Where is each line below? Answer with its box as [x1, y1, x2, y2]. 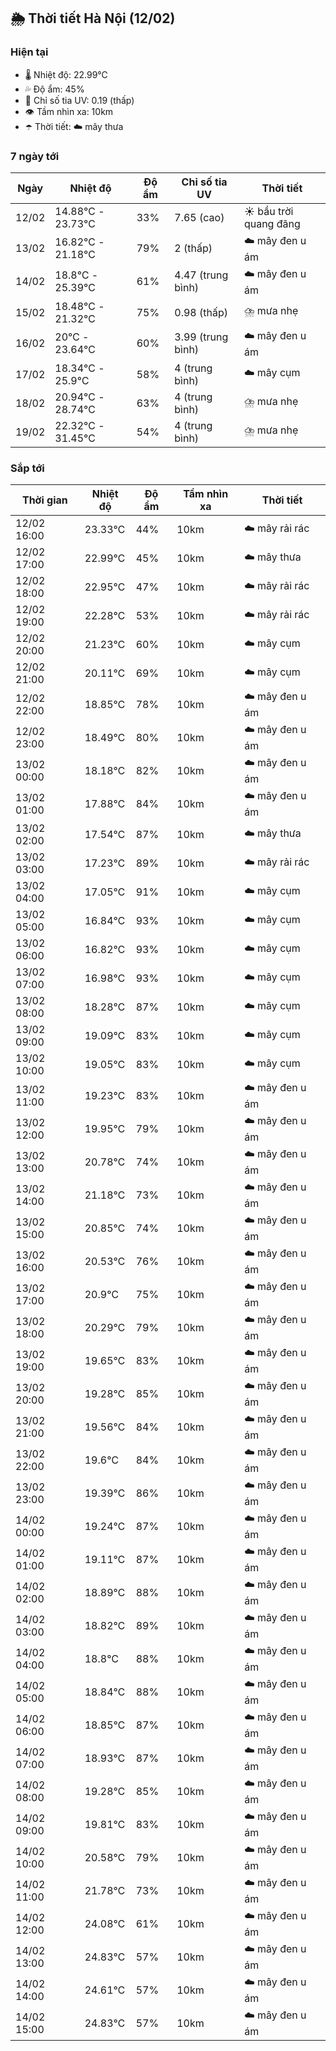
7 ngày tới [10, 149, 60, 163]
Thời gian [21, 493, 68, 507]
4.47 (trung [174, 268, 229, 282]
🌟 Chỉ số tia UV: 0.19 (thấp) [24, 94, 135, 106]
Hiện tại [10, 45, 49, 59]
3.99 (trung [174, 330, 229, 344]
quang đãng [243, 216, 301, 230]
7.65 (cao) [174, 210, 225, 224]
